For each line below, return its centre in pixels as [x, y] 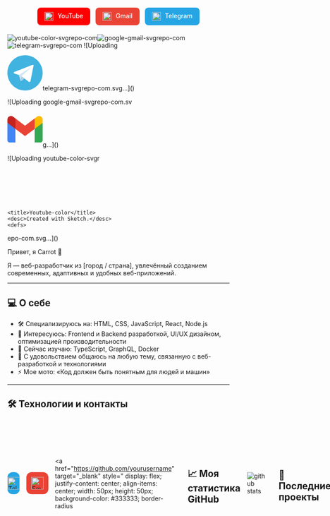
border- [152, 498]
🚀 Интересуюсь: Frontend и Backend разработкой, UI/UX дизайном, [119, 334]
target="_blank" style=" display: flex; [109, 476]
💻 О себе [29, 302]
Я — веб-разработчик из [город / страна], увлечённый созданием [107, 265]
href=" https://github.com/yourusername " [115, 468]
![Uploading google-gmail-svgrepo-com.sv [70, 102]
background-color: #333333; [97, 498]
